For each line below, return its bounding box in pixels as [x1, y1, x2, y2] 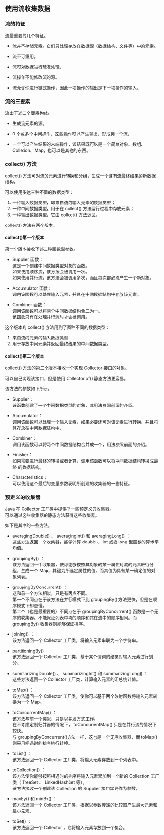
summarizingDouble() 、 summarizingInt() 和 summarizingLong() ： [12, 670, 148, 676]
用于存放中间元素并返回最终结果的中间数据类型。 [12, 341, 111, 347]
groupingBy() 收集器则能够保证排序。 [12, 621, 88, 627]
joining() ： [12, 631, 35, 637]
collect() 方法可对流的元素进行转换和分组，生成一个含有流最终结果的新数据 [5, 173, 156, 179]
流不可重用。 [12, 53, 38, 59]
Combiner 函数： [12, 302, 47, 308]
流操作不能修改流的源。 [12, 74, 60, 80]
